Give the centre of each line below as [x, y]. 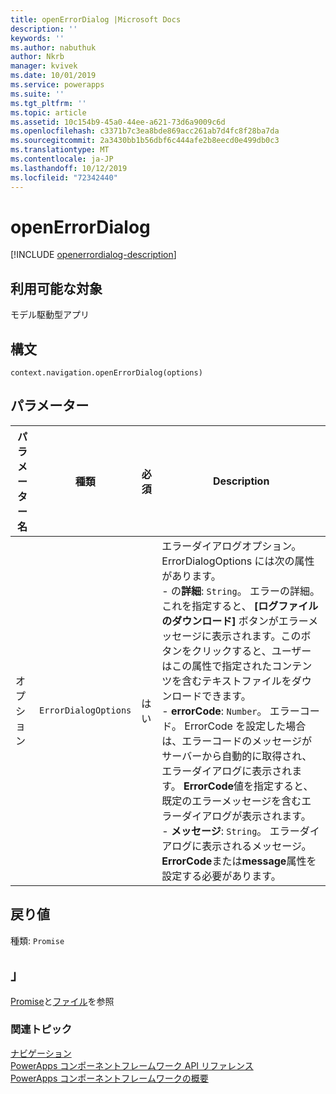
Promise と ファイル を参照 [62, 1001]
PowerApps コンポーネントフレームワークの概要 [109, 1078]
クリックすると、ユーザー [251, 651]
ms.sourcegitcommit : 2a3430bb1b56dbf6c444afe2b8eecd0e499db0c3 [145, 141]
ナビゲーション [41, 1053]
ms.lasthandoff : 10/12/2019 [69, 168]
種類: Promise [37, 940]
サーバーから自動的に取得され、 [237, 756]
